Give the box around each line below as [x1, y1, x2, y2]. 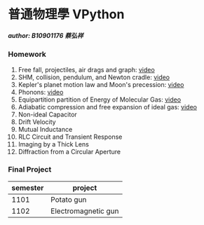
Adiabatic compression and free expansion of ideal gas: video [18, 102, 197, 111]
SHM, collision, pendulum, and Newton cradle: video [18, 73, 170, 81]
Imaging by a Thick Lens [18, 139, 90, 148]
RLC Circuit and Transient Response [18, 132, 123, 141]
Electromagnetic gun [50, 206, 119, 216]
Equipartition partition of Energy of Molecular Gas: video [18, 95, 182, 104]
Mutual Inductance [18, 125, 73, 133]
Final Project [8, 165, 52, 175]
